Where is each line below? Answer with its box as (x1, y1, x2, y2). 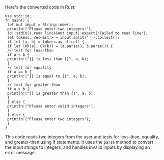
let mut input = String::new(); (7, 22, 74, 27)
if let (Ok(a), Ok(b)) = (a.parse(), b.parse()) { (7, 44, 113, 49)
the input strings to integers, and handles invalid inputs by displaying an (5, 144, 150, 150)
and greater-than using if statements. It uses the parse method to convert (5, 139, 154, 145)
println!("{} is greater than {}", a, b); (7, 91, 96, 96)
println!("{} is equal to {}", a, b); (7, 74, 87, 79)
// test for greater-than (7, 82, 60, 87)
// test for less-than (7, 48, 54, 53)
